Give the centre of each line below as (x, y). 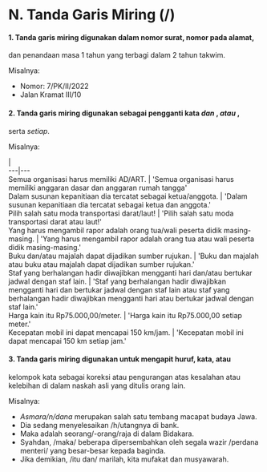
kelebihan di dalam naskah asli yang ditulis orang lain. (97, 385)
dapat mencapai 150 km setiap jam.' (67, 341)
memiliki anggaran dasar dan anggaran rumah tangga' (98, 188)
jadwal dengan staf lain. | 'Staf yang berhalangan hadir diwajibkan (117, 281)
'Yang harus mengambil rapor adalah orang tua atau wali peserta (148, 239)
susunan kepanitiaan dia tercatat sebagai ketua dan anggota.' (109, 204)
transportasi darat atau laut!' (55, 221)
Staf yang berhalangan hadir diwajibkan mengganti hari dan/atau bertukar (130, 272)
